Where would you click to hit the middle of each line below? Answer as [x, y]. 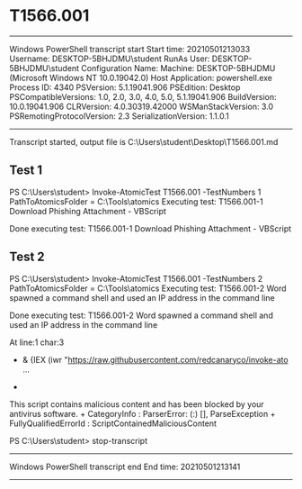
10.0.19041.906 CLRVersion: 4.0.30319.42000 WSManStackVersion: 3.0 [142, 106]
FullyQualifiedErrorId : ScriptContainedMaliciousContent [113, 423]
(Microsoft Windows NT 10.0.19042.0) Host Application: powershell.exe [141, 77]
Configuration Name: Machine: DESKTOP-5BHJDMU [178, 68]
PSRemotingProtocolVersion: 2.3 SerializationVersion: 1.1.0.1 [119, 116]
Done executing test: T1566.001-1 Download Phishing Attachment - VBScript [151, 228]
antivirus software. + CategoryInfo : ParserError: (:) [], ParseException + [142, 413]
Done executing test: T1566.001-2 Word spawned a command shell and [142, 315]
